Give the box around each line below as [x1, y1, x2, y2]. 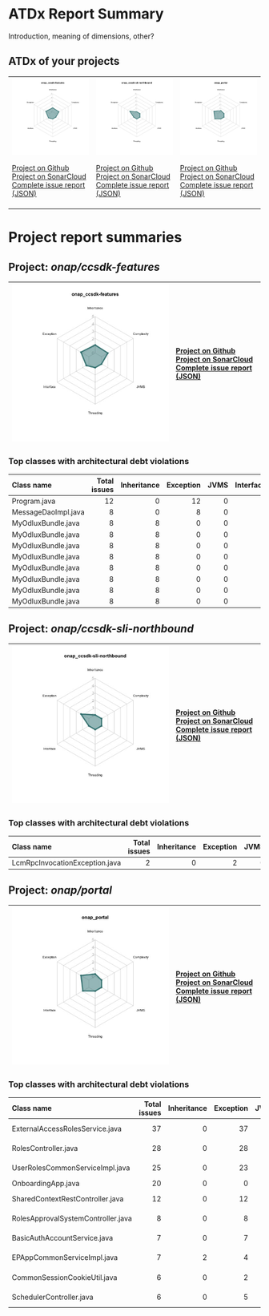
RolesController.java [11, 1143, 78, 1153]
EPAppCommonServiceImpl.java [11, 1253, 118, 1262]
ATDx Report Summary [8, 5, 164, 23]
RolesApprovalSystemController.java [11, 1213, 132, 1223]
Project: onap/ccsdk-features [8, 260, 160, 273]
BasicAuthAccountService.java [11, 1233, 114, 1243]
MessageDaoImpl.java [11, 507, 86, 517]
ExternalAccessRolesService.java [11, 1124, 122, 1133]
